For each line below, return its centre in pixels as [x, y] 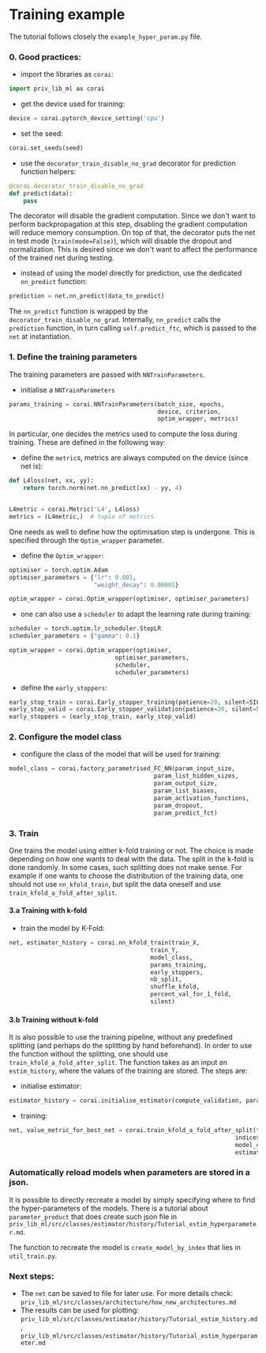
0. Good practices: [45, 57]
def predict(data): [41, 193]
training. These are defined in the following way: [88, 443]
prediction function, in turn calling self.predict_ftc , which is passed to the [133, 328]
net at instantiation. [40, 336]
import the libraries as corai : [67, 74]
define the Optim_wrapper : [62, 555]
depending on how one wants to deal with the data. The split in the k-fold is [131, 859]
